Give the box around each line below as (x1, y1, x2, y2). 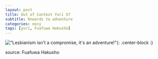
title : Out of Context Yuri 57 (5, 12, 71, 17)
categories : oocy (5, 21, 42, 26)
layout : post (5, 7, 33, 12)
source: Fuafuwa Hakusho (5, 49, 60, 55)
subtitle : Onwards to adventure (5, 16, 73, 21)
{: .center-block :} (116, 39, 153, 45)
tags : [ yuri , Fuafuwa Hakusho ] (5, 26, 71, 31)
